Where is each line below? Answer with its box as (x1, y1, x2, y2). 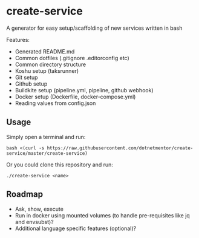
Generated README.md (15, 47, 75, 55)
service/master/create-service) (6, 150, 88, 156)
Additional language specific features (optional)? (15, 225, 137, 232)
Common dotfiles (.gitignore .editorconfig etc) (15, 54, 130, 61)
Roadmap (6, 189, 44, 200)
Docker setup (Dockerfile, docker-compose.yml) (15, 93, 136, 100)
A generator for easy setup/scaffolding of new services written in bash (6, 24, 183, 32)
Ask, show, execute (15, 205, 64, 212)
